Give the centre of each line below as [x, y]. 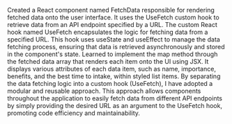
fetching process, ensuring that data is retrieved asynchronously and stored [116, 47]
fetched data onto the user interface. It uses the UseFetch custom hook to [113, 17]
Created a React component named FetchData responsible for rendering [111, 10]
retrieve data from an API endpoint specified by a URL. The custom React [113, 25]
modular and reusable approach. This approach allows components [104, 91]
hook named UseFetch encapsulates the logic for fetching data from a [108, 32]
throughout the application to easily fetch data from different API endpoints [115, 98]
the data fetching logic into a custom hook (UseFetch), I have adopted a [110, 83]
